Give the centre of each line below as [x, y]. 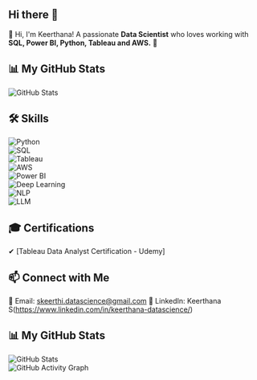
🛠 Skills [29, 118]
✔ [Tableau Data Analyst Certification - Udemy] [87, 251]
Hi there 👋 [33, 15]
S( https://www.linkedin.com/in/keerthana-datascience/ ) [101, 309]
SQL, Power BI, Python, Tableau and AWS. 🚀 [83, 43]
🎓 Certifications [51, 228]
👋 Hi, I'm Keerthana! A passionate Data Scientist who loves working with [128, 34]
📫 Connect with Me [59, 278]
